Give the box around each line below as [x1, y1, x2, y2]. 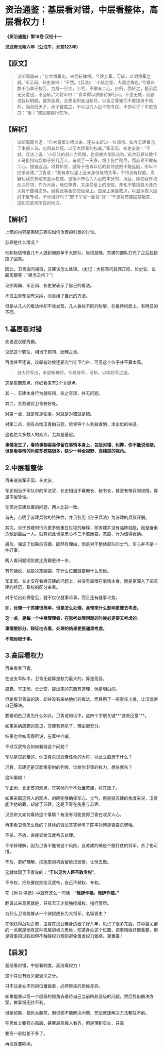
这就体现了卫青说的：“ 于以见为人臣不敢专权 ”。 [5, 869, 98, 875]
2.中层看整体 [5, 463, 44, 472]
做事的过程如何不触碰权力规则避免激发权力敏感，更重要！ [9, 933, 124, 939]
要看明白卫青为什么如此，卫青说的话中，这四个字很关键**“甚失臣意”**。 [5, 712, 149, 718]
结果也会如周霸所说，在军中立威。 [5, 733, 73, 739]
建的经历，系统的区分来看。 [5, 584, 61, 590]
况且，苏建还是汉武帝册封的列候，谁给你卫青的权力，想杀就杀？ [5, 764, 132, 770]
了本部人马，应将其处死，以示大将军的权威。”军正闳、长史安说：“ [16, 145, 147, 151]
